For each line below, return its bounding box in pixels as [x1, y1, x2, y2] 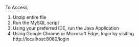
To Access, [5, 5, 29, 10]
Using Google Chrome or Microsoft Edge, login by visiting [12, 31, 134, 36]
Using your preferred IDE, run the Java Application [12, 25, 119, 31]
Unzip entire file [12, 14, 47, 20]
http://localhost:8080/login [12, 36, 69, 42]
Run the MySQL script [12, 20, 59, 26]
